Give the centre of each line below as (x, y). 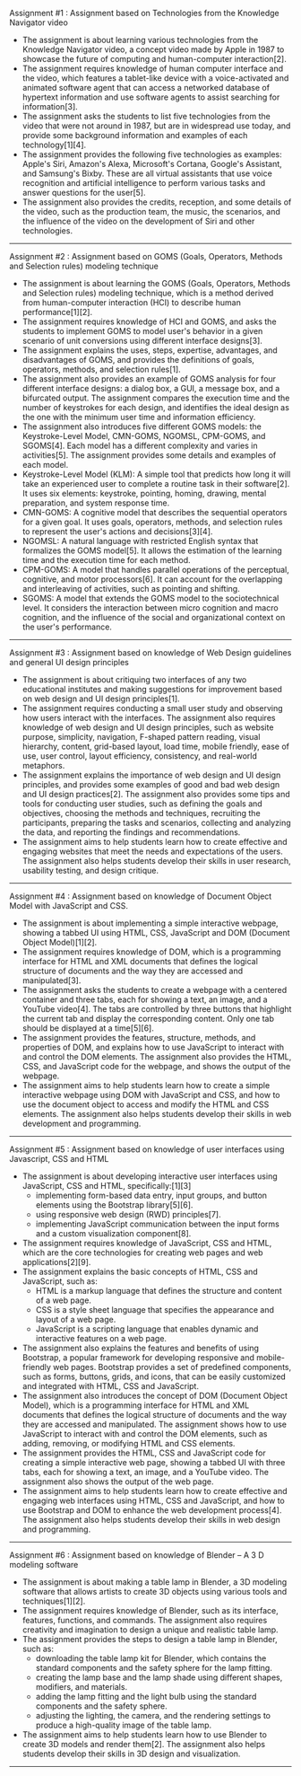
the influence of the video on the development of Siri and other (138, 221)
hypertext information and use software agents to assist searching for (151, 97)
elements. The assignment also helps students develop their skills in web (157, 1114)
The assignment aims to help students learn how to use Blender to (144, 1735)
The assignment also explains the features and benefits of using (141, 1348)
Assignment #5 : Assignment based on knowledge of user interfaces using (147, 1149)
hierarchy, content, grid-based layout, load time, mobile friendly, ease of (155, 746)
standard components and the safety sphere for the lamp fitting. (154, 1668)
